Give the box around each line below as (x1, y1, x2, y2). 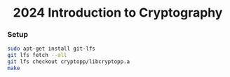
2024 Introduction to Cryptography (13, 5, 223, 21)
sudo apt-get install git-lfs (7, 45, 96, 53)
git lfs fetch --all (7, 52, 68, 59)
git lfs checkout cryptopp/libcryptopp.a (7, 58, 130, 65)
